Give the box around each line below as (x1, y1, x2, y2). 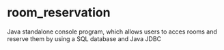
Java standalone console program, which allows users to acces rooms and (7, 27, 217, 36)
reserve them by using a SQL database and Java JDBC (7, 34, 162, 42)
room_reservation (7, 5, 111, 21)
